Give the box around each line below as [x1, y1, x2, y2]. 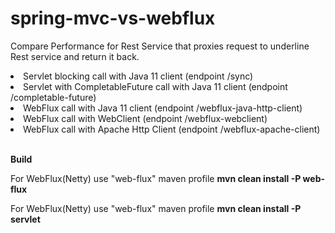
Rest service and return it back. [10, 50, 140, 62]
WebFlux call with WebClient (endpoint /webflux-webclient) [23, 112, 268, 124]
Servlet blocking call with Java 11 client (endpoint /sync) [23, 70, 254, 82]
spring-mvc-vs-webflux [10, 7, 216, 30]
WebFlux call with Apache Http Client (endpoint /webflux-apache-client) [23, 123, 321, 135]
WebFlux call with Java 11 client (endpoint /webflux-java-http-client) [23, 102, 303, 114]
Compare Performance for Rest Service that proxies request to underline [10, 40, 310, 52]
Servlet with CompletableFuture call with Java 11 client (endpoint [23, 80, 288, 92]
